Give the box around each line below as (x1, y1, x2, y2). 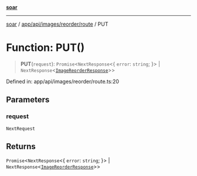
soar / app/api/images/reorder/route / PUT (6, 20, 108, 27)
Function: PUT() (6, 41, 85, 54)
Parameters (6, 95, 50, 105)
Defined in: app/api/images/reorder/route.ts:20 (6, 78, 119, 85)
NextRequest (6, 126, 35, 132)
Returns (6, 142, 36, 151)
